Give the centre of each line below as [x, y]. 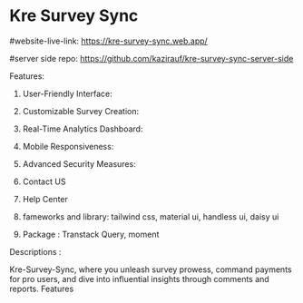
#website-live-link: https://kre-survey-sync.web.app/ [109, 41]
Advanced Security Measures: [79, 163]
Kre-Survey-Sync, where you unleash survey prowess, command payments [151, 269]
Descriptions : [35, 251]
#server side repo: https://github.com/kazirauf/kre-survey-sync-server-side [151, 58]
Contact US [44, 181]
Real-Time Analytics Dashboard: [83, 129]
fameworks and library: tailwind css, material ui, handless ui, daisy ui [151, 216]
